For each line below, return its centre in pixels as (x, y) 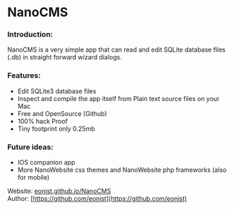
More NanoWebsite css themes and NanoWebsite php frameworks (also (122, 170)
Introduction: (30, 35)
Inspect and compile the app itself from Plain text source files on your (118, 98)
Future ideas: (31, 147)
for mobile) (33, 177)
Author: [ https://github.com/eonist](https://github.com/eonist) (97, 199)
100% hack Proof (43, 121)
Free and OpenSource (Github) (62, 113)
